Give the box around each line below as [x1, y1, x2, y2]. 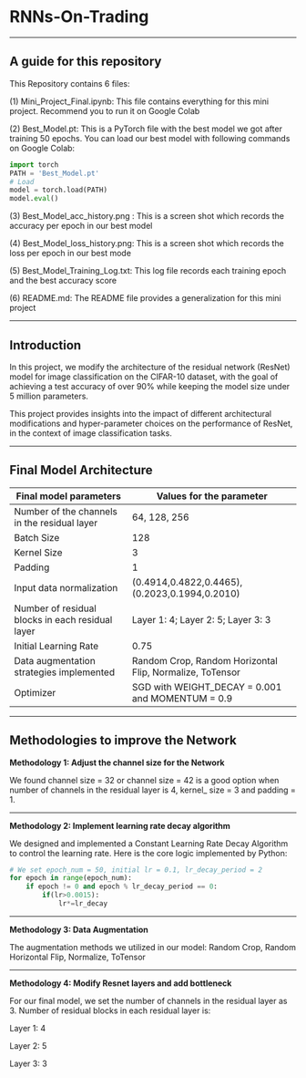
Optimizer [14, 686, 56, 699]
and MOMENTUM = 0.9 [131, 691, 233, 704]
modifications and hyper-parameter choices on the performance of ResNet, [9, 418, 293, 429]
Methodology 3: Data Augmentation [9, 924, 148, 935]
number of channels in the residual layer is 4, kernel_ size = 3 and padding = [9, 784, 296, 795]
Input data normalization [14, 581, 118, 594]
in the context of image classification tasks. [9, 427, 173, 439]
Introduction [9, 337, 82, 353]
